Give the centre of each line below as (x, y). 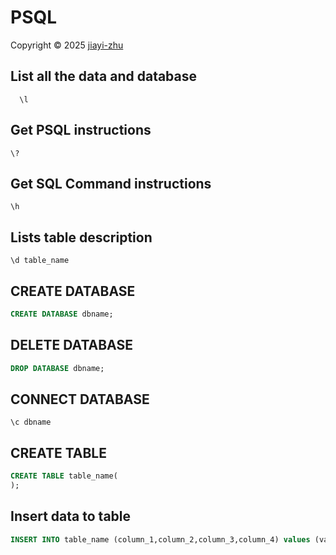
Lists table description (81, 237)
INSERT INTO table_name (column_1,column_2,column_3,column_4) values (160, 539)
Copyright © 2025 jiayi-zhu (67, 45)
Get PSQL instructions (81, 130)
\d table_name (40, 261)
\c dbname (31, 422)
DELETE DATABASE (71, 345)
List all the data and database (104, 76)
